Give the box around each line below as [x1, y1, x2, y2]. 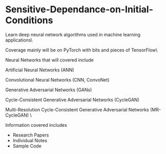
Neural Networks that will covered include [5, 56, 94, 63]
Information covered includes [5, 122, 68, 128]
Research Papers [12, 132, 49, 138]
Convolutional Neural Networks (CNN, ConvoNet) [5, 76, 110, 83]
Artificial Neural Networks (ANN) [5, 67, 74, 73]
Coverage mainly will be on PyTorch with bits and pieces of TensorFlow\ [5, 47, 158, 53]
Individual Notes [12, 137, 48, 143]
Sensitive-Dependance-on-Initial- [5, 4, 154, 15]
